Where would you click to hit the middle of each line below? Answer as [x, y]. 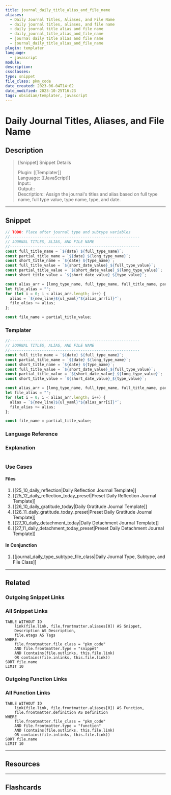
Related [18, 583]
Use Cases [19, 467]
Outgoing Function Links [36, 679]
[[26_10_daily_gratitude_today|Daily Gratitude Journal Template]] [80, 507]
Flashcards [23, 787]
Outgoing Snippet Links [35, 597]
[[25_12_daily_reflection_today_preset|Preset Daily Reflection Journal [84, 495]
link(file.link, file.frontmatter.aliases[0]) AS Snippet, [78, 626]
